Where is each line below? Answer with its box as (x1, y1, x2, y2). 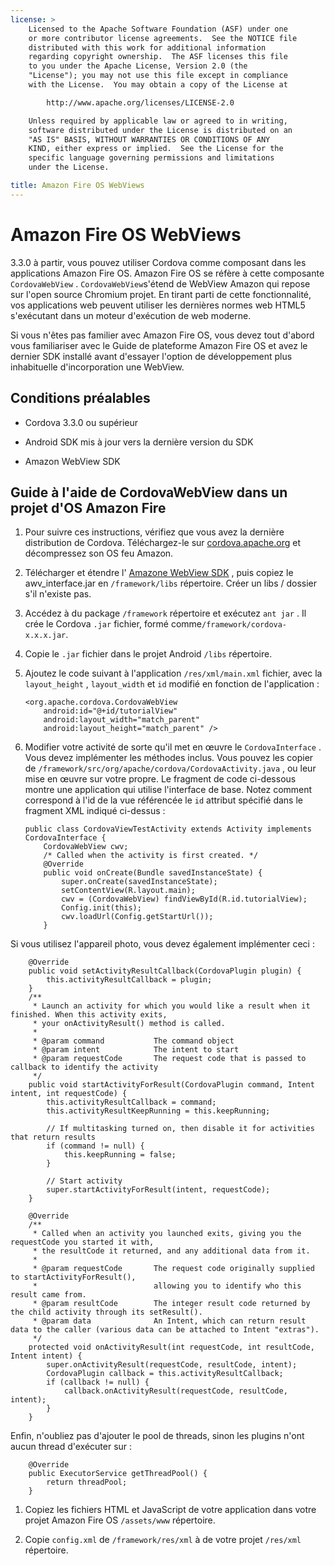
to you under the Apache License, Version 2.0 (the (28, 61, 248, 71)
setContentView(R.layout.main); (61, 886, 196, 896)
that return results (10, 1132, 97, 1143)
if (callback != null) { (46, 1377, 150, 1388)
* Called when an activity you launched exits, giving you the (32, 1229, 302, 1239)
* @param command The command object (32, 1036, 235, 1046)
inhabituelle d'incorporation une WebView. (10, 361, 185, 373)
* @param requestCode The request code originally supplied (32, 1264, 315, 1274)
